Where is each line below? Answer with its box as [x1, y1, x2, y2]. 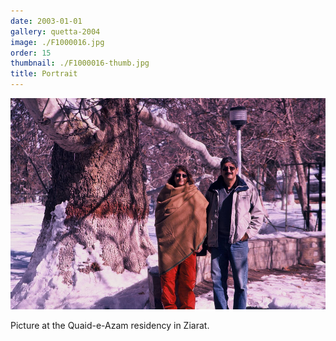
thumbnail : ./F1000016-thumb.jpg [10, 58, 150, 69]
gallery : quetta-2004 [10, 26, 101, 37]
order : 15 [10, 48, 52, 58]
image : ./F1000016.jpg [10, 37, 105, 47]
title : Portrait [10, 69, 78, 79]
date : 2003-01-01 [10, 16, 83, 26]
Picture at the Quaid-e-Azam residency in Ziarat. [10, 319, 210, 331]
